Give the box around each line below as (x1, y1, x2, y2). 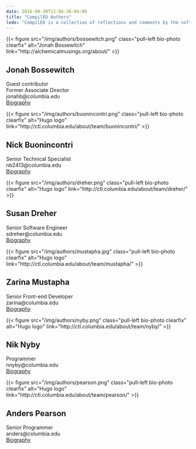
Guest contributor (6, 80, 48, 88)
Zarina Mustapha (6, 277, 70, 287)
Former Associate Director (6, 87, 69, 94)
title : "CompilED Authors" (6, 14, 72, 20)
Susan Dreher (6, 208, 57, 218)
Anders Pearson (6, 408, 66, 419)
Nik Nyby (6, 340, 41, 350)
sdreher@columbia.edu (6, 230, 62, 237)
